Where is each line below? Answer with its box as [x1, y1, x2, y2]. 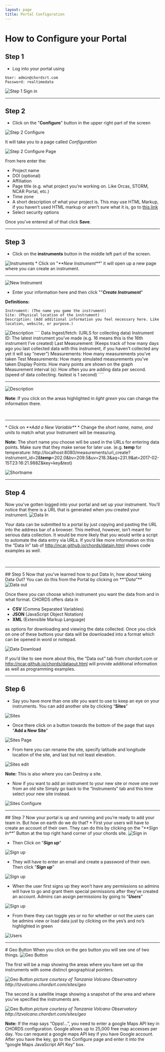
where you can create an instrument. [5, 266, 80, 272]
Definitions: [5, 299, 30, 305]
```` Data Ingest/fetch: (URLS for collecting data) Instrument [34, 330, 154, 336]
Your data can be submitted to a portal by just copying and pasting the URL [5, 521, 157, 527]
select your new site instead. [12, 791, 71, 797]
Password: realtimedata [5, 79, 54, 84]
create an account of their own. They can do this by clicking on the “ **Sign [5, 825, 158, 831]
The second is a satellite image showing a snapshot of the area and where [5, 991, 156, 997]
